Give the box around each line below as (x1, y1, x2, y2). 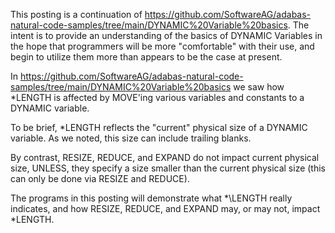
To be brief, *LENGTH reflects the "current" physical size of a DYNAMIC (10, 122, 308, 133)
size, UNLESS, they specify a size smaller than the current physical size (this (10, 162, 327, 174)
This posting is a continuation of (10, 9, 143, 20)
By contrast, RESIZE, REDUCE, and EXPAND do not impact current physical (10, 152, 320, 163)
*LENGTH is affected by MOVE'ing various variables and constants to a (10, 92, 305, 103)
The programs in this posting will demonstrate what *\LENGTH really (10, 192, 293, 204)
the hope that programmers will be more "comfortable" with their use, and (10, 40, 315, 52)
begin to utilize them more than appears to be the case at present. (10, 51, 283, 63)
